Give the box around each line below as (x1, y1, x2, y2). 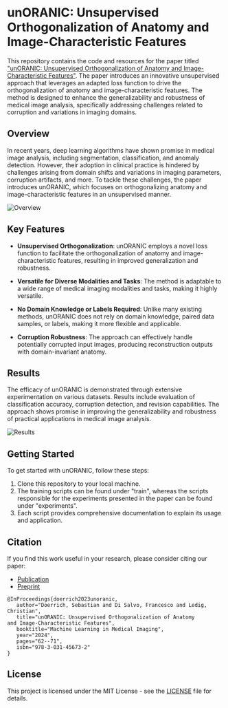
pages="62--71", (16, 638, 63, 645)
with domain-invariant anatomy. (16, 347, 107, 356)
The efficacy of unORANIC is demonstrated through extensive (7, 385, 183, 394)
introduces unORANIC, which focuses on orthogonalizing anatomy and (7, 182, 207, 191)
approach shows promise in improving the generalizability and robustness (7, 407, 216, 416)
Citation (7, 536, 43, 548)
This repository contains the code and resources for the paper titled (7, 56, 199, 65)
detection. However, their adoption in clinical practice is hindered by (7, 160, 200, 169)
